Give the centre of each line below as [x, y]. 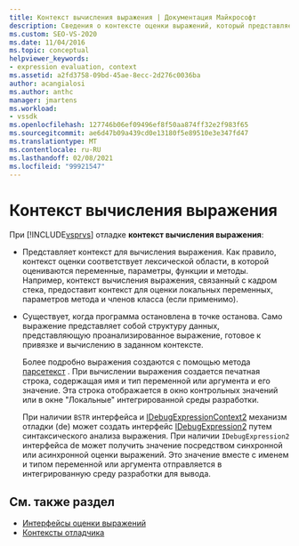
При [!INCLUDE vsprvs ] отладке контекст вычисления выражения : [137, 235]
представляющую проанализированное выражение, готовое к [141, 335]
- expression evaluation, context [73, 68]
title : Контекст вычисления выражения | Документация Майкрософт [133, 17]
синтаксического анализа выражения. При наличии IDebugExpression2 [156, 436]
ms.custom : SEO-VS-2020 [53, 34]
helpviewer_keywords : [49, 59]
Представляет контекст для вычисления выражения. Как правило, [149, 252]
